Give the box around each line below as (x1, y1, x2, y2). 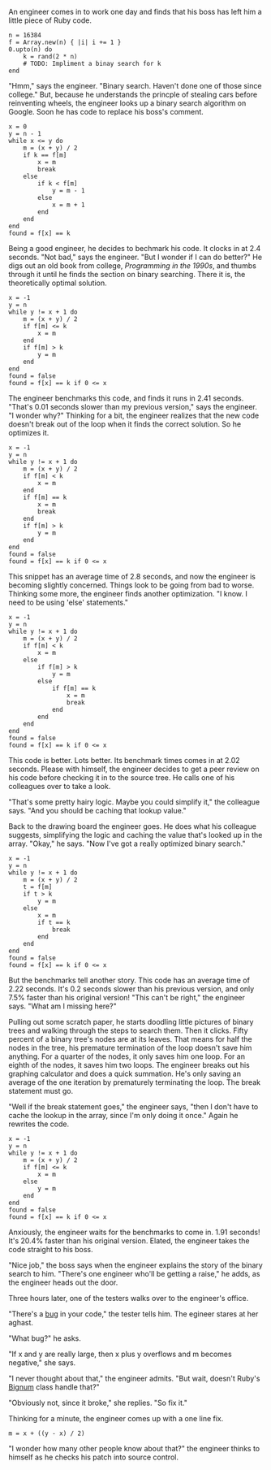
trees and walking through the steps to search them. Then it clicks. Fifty (8, 1026, 249, 1035)
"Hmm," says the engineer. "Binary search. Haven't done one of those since (8, 81, 262, 90)
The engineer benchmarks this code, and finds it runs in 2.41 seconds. (8, 393, 244, 403)
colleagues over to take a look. (8, 782, 111, 791)
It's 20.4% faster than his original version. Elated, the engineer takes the (8, 1236, 250, 1246)
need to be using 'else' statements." (8, 597, 128, 607)
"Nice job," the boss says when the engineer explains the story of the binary (8, 1260, 264, 1270)
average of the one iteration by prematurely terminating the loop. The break (8, 1078, 261, 1087)
